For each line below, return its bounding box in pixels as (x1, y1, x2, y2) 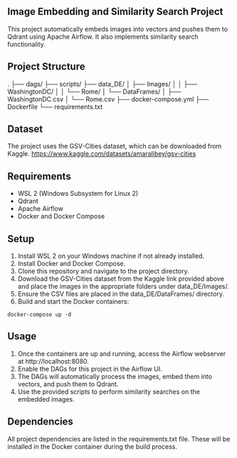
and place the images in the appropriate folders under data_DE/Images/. (17, 282, 229, 291)
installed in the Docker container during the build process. (7, 442, 178, 451)
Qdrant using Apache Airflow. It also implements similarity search (7, 32, 199, 41)
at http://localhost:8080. (17, 357, 89, 365)
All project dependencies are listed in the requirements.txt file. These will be (7, 434, 231, 443)
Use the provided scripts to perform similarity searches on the (17, 387, 201, 396)
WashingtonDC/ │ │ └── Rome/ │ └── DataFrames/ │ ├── (7, 87, 181, 96)
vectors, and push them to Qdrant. (17, 379, 119, 388)
